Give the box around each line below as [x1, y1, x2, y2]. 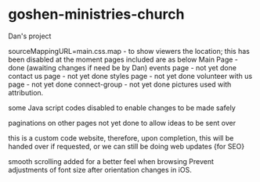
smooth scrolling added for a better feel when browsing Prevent [8, 156, 214, 166]
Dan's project [8, 31, 52, 41]
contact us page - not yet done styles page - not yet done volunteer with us [8, 71, 253, 80]
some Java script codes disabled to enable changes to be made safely [8, 103, 237, 112]
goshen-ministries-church [8, 5, 185, 23]
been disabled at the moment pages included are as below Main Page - [8, 55, 239, 64]
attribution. [8, 87, 44, 97]
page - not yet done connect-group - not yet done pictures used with [8, 80, 232, 89]
